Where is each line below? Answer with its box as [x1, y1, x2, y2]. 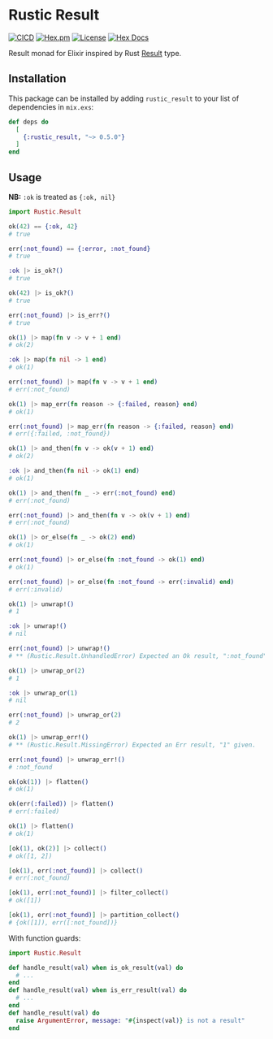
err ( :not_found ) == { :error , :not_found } [8, 245, 151, 253]
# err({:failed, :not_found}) [8, 430, 111, 438]
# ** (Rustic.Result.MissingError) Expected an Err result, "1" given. [8, 741, 256, 749]
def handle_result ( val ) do [8, 1009, 100, 1017]
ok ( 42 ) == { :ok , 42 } [8, 222, 79, 231]
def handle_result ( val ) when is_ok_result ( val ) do [8, 963, 184, 972]
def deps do [8, 118, 49, 126]
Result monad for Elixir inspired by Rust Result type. [8, 48, 182, 58]
